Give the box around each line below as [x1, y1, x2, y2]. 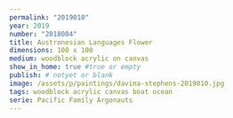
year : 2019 [9, 21, 50, 30]
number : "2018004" [9, 29, 77, 38]
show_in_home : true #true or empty [9, 63, 141, 72]
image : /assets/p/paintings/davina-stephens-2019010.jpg [9, 79, 225, 88]
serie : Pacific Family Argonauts [9, 95, 133, 105]
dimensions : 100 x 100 [9, 46, 93, 55]
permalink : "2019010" [9, 12, 90, 22]
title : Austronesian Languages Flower [9, 37, 153, 47]
